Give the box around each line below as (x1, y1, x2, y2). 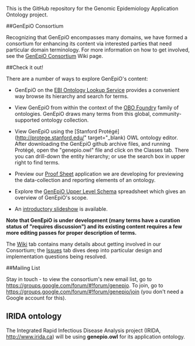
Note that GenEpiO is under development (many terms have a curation (6, 217, 180, 224)
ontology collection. (40, 117, 89, 124)
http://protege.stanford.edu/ (16, 134, 84, 141)
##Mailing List (6, 265, 40, 271)
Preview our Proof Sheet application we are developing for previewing (14, 170, 184, 177)
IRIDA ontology (6, 311, 62, 321)
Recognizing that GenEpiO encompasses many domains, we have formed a (6, 34, 188, 40)
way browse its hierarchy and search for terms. (14, 93, 129, 100)
